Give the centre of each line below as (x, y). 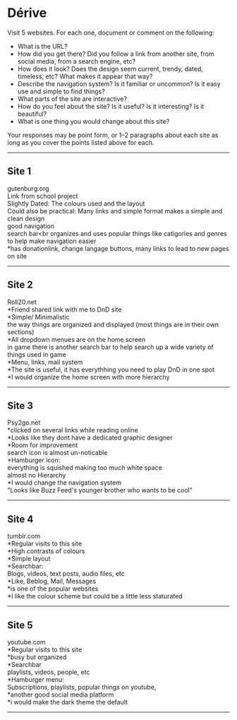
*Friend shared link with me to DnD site (65, 309)
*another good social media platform (61, 695)
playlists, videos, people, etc (49, 672)
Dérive (27, 13)
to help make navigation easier (52, 241)
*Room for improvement (43, 445)
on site (17, 256)
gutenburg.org (28, 188)
